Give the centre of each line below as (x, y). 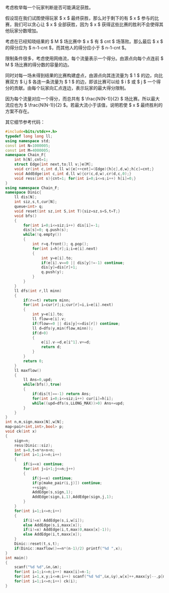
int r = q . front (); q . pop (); (60, 244)
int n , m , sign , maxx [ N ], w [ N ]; (35, 422)
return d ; (51, 347)
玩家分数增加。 (25, 31)
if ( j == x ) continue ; (52, 478)
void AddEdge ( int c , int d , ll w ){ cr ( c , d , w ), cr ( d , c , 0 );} (73, 174)
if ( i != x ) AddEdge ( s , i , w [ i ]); (54, 520)
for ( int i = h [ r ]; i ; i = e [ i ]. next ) (65, 248)
